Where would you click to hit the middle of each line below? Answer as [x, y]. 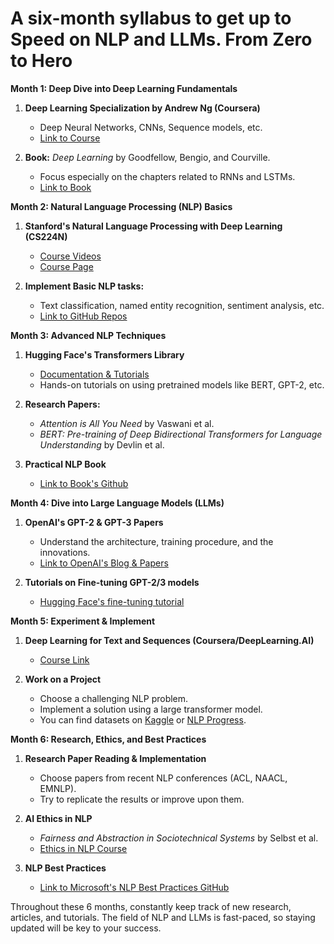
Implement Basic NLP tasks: [84, 286]
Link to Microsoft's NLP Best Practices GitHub [134, 887]
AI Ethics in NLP [58, 818]
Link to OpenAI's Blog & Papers [104, 563]
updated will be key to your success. [86, 928]
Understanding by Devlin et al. [102, 444]
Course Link [64, 659]
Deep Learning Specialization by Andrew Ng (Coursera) [142, 108]
